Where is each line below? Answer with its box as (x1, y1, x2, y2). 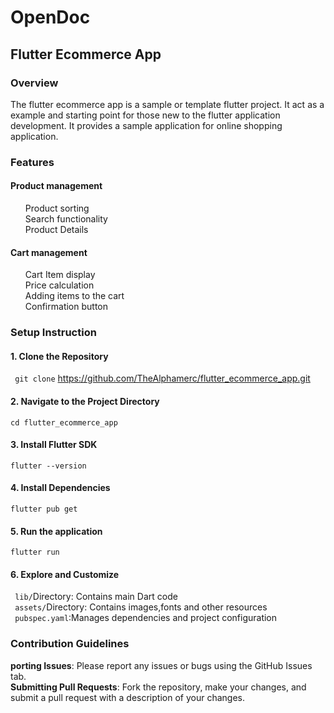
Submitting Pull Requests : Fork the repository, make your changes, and (10, 681, 307, 693)
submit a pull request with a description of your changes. (10, 691, 245, 703)
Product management (10, 180, 103, 192)
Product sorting (24, 202, 90, 214)
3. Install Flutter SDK (10, 439, 98, 451)
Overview (10, 76, 59, 90)
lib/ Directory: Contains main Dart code (14, 591, 178, 603)
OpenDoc (10, 6, 91, 29)
